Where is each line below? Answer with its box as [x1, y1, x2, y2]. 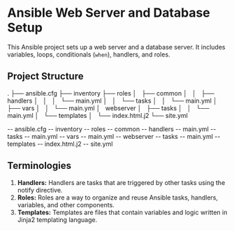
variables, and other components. [17, 200, 115, 209]
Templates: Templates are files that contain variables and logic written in [17, 208, 228, 216]
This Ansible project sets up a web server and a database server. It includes [7, 43, 226, 51]
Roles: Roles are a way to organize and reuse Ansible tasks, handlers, [17, 193, 219, 202]
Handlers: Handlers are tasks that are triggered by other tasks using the [17, 178, 226, 186]
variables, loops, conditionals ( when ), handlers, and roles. [7, 50, 170, 59]
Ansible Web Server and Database [7, 5, 211, 21]
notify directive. [17, 186, 63, 194]
